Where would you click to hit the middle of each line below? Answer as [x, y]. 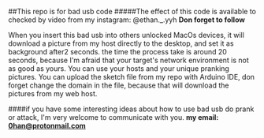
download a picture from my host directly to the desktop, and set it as [121, 43]
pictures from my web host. [53, 93]
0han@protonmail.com [47, 126]
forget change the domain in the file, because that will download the [119, 85]
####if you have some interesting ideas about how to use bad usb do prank [131, 109]
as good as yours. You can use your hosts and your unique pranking [119, 69]
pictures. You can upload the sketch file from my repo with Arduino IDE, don [131, 77]
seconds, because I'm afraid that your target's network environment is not [129, 60]
